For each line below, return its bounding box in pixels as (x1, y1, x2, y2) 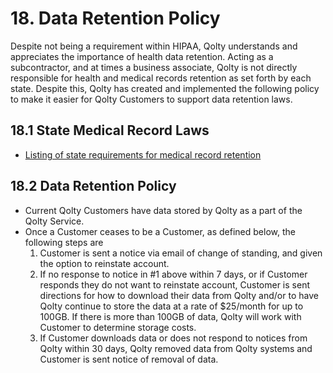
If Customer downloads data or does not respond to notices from (39, 332, 308, 344)
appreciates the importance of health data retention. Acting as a (10, 50, 274, 62)
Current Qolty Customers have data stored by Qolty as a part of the (24, 204, 303, 216)
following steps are (24, 236, 104, 248)
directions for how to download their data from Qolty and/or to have (39, 289, 319, 301)
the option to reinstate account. (39, 257, 170, 269)
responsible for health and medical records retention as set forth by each (10, 72, 312, 84)
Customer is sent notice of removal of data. (39, 353, 219, 365)
